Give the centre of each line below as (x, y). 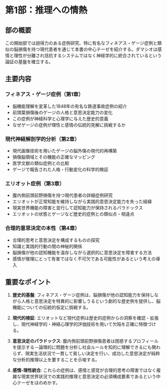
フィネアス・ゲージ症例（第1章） (44, 94)
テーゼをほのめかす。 (39, 383)
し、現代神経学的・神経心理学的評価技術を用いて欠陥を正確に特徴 (80, 324)
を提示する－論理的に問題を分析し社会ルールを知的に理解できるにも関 (84, 347)
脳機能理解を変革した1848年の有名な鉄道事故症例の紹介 (70, 106)
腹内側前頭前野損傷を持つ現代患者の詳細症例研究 (62, 195)
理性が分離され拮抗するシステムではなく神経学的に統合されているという (88, 56)
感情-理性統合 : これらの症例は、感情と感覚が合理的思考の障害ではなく (84, 370)
